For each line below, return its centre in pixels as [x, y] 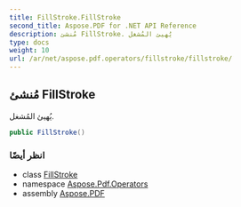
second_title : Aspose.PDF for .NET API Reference [103, 26]
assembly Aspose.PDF [63, 193]
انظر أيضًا [27, 155]
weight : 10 [29, 51]
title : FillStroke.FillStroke [65, 17]
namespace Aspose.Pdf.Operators [85, 184]
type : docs [29, 42]
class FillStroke [50, 174]
